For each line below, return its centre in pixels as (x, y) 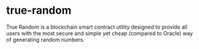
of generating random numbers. (45, 39)
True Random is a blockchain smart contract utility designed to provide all (97, 27)
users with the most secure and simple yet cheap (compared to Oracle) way (99, 33)
